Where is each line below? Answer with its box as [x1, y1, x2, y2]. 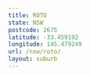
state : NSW [8, 19, 44, 27]
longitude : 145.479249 [8, 41, 82, 48]
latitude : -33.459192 [8, 33, 79, 41]
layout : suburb [8, 55, 58, 63]
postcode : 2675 [8, 26, 58, 34]
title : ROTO [8, 11, 47, 20]
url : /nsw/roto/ [8, 48, 61, 55]
